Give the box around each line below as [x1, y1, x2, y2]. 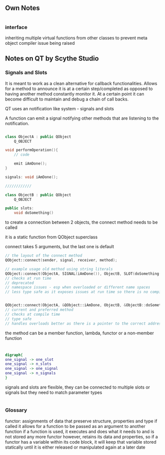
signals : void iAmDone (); [5, 174, 58, 179]
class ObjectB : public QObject [5, 192, 71, 197]
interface [5, 24, 28, 31]
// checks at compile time [5, 312, 60, 317]
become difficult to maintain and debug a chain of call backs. [5, 96, 129, 102]
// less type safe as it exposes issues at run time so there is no [5, 290, 148, 294]
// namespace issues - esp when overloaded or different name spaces [5, 285, 151, 290]
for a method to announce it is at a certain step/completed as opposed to [5, 86, 153, 92]
